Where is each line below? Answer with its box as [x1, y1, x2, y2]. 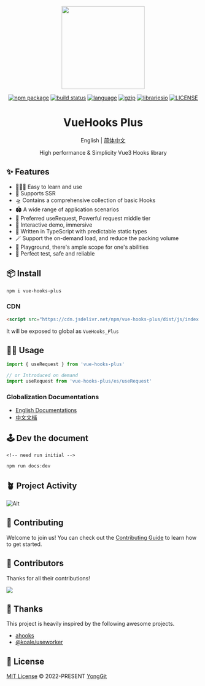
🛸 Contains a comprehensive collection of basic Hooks [15, 197, 156, 204]
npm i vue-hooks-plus [6, 287, 62, 294]
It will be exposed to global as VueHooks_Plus [6, 327, 119, 335]
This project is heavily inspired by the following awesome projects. [6, 620, 175, 628]
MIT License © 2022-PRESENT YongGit [6, 672, 107, 680]
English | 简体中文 [80, 136, 126, 144]
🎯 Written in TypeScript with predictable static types [15, 227, 147, 235]
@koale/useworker [15, 639, 63, 646]
